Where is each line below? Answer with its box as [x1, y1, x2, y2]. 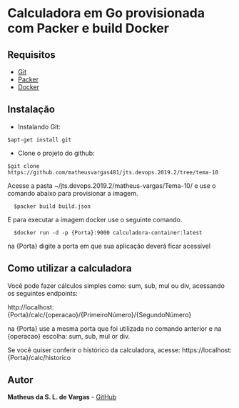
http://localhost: [7, 302, 54, 312]
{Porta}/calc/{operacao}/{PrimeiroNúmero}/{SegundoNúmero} [7, 310, 192, 319]
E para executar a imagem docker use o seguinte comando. [7, 215, 183, 224]
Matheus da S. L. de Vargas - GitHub [7, 393, 117, 402]
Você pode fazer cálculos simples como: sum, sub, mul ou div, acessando [7, 281, 225, 290]
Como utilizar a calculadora [7, 262, 132, 274]
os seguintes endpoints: [7, 289, 78, 297]
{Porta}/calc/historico [7, 353, 71, 362]
